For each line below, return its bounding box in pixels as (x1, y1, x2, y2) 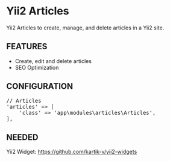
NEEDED (6, 132, 39, 142)
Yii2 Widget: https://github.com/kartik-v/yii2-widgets (6, 148, 137, 156)
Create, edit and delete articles (14, 57, 92, 64)
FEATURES (6, 41, 48, 52)
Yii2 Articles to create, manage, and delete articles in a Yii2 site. (6, 24, 165, 31)
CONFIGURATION (6, 81, 74, 91)
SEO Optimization (14, 64, 59, 71)
